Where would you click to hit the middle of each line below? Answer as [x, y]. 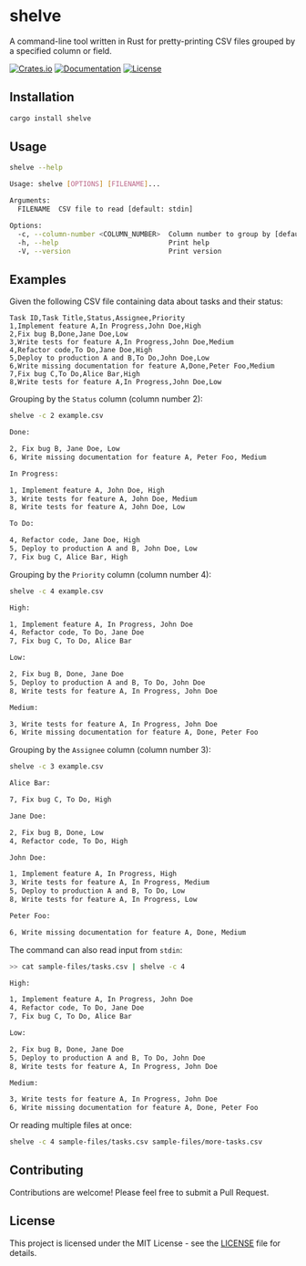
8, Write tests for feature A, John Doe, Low [97, 507]
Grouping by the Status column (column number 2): [106, 399]
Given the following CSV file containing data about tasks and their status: [147, 301]
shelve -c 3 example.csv [56, 767]
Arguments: [30, 201]
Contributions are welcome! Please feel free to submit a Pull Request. [139, 1192]
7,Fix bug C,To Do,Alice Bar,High [75, 374]
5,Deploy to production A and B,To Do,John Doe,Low [109, 358]
